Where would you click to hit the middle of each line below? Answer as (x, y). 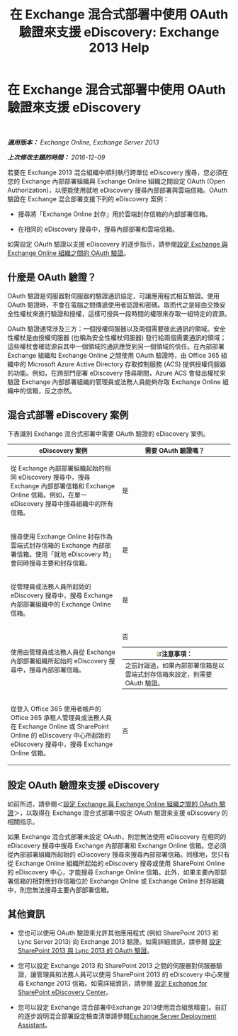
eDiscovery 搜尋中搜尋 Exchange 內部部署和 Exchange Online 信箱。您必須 (117, 845)
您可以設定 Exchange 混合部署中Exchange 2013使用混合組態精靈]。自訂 (123, 1007)
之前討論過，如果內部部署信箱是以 (175, 665)
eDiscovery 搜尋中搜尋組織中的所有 (62, 504)
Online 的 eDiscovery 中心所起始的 (61, 735)
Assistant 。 (34, 1025)
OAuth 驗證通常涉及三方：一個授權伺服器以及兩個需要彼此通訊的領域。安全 (117, 328)
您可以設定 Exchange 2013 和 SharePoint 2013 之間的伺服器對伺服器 (117, 965)
